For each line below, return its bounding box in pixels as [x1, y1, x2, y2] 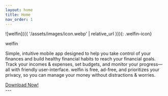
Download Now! [5, 82, 39, 88]
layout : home [5, 7, 33, 13]
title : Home [5, 12, 31, 17]
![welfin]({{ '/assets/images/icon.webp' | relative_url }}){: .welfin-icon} [5, 31, 152, 37]
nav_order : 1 [5, 17, 33, 22]
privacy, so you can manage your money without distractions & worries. [5, 72, 156, 78]
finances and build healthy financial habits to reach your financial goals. [5, 56, 156, 62]
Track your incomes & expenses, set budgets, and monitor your [5, 61, 138, 68]
